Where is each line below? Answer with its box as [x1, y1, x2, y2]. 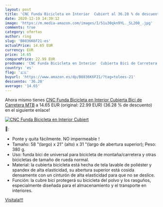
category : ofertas [5, 30, 42, 34]
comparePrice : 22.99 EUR [5, 57, 55, 61]
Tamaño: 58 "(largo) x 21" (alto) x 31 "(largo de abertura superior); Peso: [12, 141, 157, 147]
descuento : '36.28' [5, 79, 45, 84]
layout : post [5, 7, 32, 12]
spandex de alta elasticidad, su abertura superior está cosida [12, 167, 134, 173]
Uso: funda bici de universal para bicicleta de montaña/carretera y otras [12, 151, 156, 157]
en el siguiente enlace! [5, 107, 50, 113]
